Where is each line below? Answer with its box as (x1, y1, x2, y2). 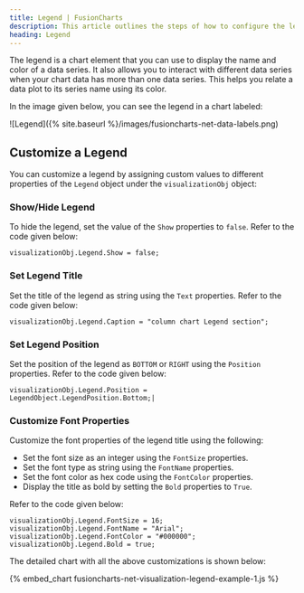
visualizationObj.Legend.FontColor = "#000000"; (9, 532, 196, 541)
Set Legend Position (9, 338, 100, 351)
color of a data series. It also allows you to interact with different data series (9, 64, 292, 75)
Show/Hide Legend (9, 201, 96, 213)
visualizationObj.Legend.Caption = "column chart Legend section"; (9, 317, 270, 326)
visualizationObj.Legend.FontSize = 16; (9, 516, 165, 525)
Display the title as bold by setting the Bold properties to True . (22, 481, 252, 493)
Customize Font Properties (9, 415, 129, 427)
